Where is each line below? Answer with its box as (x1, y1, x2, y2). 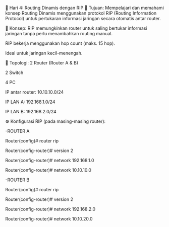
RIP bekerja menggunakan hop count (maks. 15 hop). (5, 40, 115, 46)
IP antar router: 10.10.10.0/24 (5, 89, 64, 95)
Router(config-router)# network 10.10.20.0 (5, 216, 93, 221)
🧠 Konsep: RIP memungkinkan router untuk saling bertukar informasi (5, 25, 147, 31)
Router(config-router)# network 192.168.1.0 (5, 158, 94, 163)
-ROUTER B (5, 177, 30, 183)
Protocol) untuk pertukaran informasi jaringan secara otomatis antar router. (5, 16, 161, 21)
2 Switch (5, 69, 24, 75)
